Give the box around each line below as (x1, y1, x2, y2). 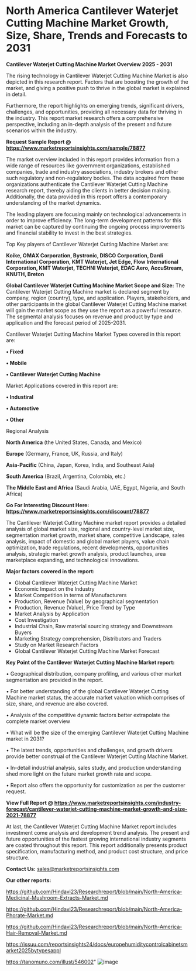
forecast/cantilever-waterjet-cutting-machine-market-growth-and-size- (6, 805, 188, 812)
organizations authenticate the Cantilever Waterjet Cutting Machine (6, 180, 169, 188)
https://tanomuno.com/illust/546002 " (6, 958, 97, 965)
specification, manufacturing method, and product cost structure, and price (6, 848, 188, 855)
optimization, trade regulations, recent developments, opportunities (6, 544, 169, 551)
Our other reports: (6, 876, 51, 884)
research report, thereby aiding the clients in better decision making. (6, 187, 171, 194)
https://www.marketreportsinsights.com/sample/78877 (6, 144, 146, 151)
